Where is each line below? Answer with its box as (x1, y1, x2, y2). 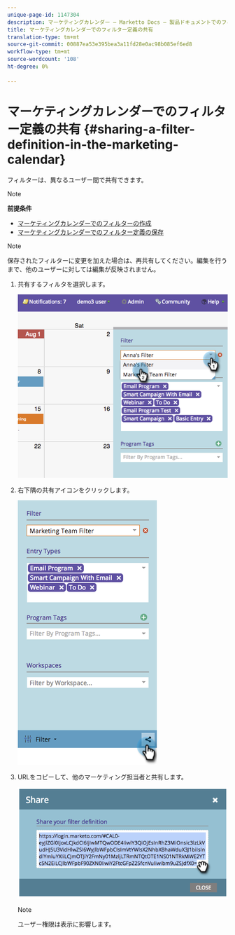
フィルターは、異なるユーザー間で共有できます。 (7, 175, 148, 184)
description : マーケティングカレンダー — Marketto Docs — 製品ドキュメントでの (7, 18, 222, 26)
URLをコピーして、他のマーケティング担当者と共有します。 (17, 772, 187, 781)
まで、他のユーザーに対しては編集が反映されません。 (7, 265, 160, 273)
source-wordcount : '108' (7, 56, 80, 63)
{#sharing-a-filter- (83, 121, 196, 137)
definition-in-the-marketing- (7, 137, 179, 152)
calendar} (7, 151, 66, 168)
